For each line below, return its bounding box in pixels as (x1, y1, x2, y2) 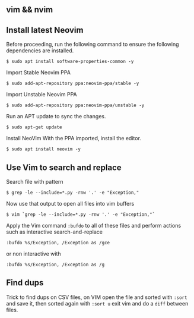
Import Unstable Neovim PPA (6, 91, 77, 98)
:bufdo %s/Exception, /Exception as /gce (6, 240, 110, 246)
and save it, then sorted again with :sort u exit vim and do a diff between (6, 300, 189, 307)
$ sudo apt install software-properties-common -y (6, 59, 134, 65)
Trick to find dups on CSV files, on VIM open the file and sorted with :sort (6, 294, 187, 301)
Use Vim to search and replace (6, 162, 122, 172)
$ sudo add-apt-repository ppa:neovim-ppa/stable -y (6, 80, 139, 87)
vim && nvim (6, 5, 53, 15)
